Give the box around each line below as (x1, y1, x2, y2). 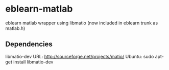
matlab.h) (5, 25, 26, 31)
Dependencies (5, 40, 53, 49)
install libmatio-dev (13, 59, 54, 65)
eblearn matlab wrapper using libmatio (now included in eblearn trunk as (5, 20, 158, 26)
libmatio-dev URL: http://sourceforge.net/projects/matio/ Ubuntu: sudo (5, 53, 154, 59)
